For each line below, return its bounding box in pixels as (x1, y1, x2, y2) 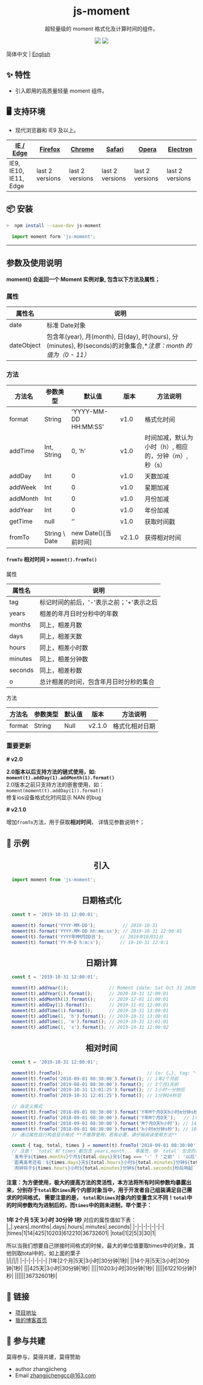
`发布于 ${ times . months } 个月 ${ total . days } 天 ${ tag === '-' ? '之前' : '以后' (11, 1154, 198, 1160)
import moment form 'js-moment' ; (11, 234, 96, 240)
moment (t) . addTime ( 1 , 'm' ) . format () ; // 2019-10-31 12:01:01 (11, 1019, 169, 1025)
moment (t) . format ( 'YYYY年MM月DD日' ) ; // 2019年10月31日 (11, 934, 164, 940)
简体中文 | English (6, 50, 51, 58)
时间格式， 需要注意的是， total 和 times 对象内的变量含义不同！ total (16, 1194, 187, 1202)
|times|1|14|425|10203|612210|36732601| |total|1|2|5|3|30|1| (6, 1229, 156, 1237)
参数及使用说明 (6, 257, 62, 268)
